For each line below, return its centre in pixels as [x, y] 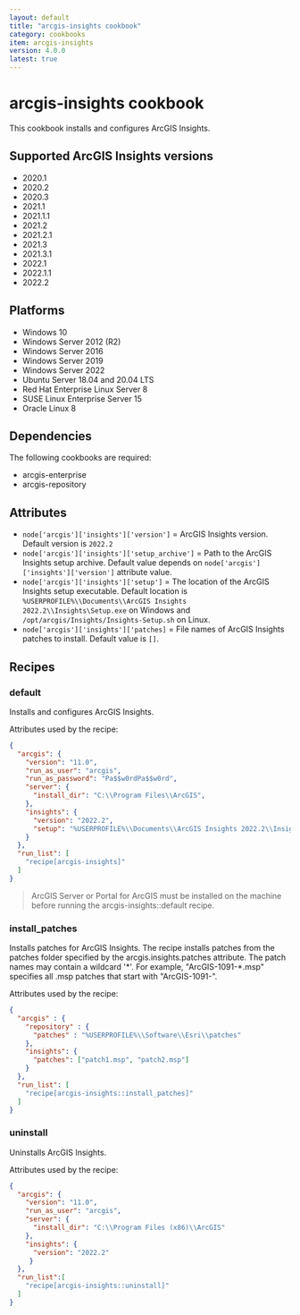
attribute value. [144, 573]
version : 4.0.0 [37, 51]
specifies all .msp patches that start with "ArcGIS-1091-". [113, 977]
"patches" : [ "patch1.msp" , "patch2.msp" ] [111, 1060]
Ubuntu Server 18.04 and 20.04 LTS [88, 379]
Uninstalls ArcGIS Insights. [58, 1152]
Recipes [32, 667]
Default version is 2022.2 [67, 544]
